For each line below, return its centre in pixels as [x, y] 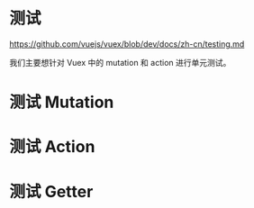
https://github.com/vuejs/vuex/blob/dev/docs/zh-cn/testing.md [127, 44]
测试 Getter [51, 191]
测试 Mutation [62, 102]
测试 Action [52, 147]
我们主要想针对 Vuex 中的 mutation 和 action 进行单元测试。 [120, 62]
